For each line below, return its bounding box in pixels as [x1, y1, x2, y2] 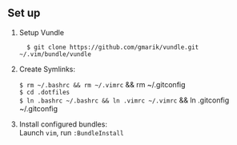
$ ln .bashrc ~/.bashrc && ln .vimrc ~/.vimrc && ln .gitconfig [18, 95, 230, 105]
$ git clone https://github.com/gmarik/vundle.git [26, 43, 199, 51]
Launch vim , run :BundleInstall [18, 127, 124, 137]
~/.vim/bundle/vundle [18, 50, 91, 58]
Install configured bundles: [18, 119, 107, 129]
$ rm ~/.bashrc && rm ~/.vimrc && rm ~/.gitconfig [18, 79, 186, 89]
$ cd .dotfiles [18, 88, 70, 96]
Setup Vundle [18, 27, 65, 37]
